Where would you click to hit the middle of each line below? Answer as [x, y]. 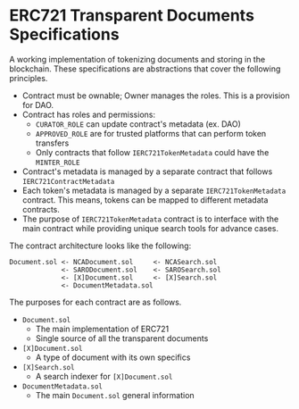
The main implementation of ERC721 [102, 329]
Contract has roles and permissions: [89, 114]
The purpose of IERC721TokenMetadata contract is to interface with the [150, 219]
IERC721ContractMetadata [68, 181]
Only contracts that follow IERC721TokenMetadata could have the [152, 152]
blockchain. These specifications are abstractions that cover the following [145, 69]
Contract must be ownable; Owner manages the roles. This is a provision [156, 96]
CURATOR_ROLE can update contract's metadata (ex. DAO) [138, 124]
